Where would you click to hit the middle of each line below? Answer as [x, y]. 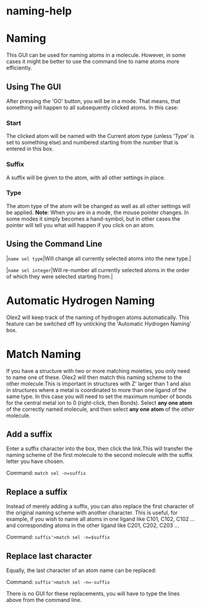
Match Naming [43, 354]
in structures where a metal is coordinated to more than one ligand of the [97, 390]
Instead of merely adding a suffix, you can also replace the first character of [100, 506]
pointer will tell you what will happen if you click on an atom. [80, 225]
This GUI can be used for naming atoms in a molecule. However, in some [96, 55]
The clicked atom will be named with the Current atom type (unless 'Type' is [100, 136]
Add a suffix [29, 434]
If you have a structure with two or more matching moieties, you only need [98, 371]
